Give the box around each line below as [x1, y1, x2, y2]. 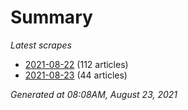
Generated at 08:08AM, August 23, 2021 [10, 88, 178, 100]
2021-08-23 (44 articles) [24, 69, 128, 81]
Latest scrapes [10, 39, 72, 51]
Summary [10, 6, 93, 29]
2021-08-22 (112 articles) [24, 58, 129, 70]
